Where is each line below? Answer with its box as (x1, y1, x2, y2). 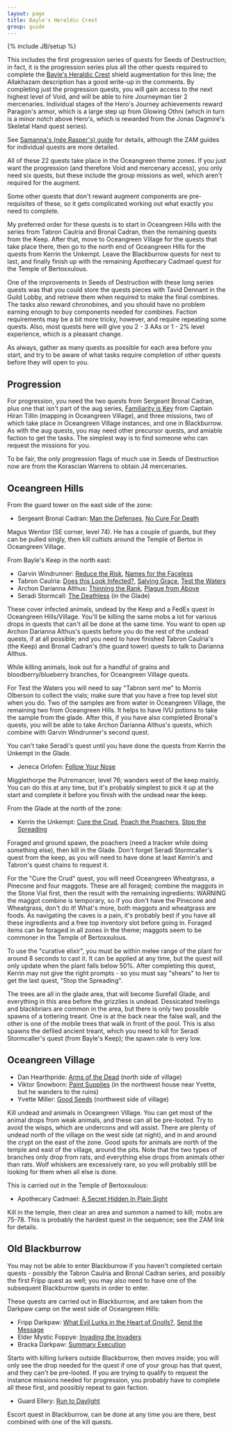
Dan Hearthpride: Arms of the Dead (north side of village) (17, 1073, 182, 1081)
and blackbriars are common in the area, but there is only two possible (7, 1004, 209, 1013)
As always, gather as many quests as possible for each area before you (7, 344, 212, 352)
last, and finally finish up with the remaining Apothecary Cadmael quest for (7, 257, 222, 266)
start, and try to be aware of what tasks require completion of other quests (7, 351, 221, 359)
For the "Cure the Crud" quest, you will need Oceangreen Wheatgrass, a (7, 874, 215, 882)
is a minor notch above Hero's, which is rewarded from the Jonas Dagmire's (7, 115, 225, 123)
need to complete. (7, 207, 60, 216)
